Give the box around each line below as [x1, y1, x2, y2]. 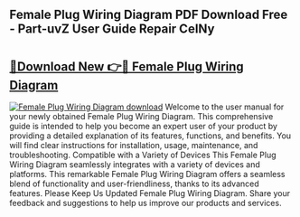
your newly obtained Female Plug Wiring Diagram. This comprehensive [9, 111, 274, 121]
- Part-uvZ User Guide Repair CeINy [9, 22, 215, 37]
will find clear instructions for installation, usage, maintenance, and [9, 140, 258, 150]
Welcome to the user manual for [164, 101, 285, 112]
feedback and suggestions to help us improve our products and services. [9, 198, 282, 208]
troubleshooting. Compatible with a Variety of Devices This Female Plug [9, 149, 277, 160]
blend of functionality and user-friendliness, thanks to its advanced [9, 178, 259, 189]
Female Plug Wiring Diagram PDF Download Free [9, 7, 288, 23]
